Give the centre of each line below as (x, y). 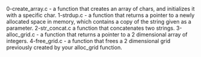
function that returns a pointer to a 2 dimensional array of (116, 35)
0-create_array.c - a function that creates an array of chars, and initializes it (100, 9)
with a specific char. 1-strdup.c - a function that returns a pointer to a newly (100, 15)
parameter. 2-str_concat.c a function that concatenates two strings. (91, 28)
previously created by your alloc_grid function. (64, 47)
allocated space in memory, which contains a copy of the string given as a (99, 22)
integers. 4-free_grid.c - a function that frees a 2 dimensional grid (88, 41)
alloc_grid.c (21, 35)
